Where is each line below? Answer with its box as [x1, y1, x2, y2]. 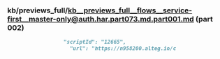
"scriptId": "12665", [63, 39, 127, 46]
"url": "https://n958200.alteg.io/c [69, 45, 177, 52]
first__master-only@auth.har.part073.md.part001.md [7, 14, 194, 24]
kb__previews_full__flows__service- [67, 6, 193, 15]
